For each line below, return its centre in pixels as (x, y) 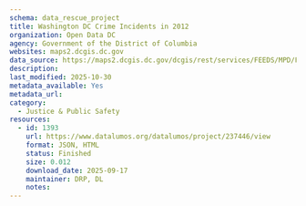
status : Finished (59, 153)
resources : (30, 119)
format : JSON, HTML (63, 145)
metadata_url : (36, 94)
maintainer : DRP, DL (65, 179)
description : (34, 69)
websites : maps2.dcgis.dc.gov (67, 52)
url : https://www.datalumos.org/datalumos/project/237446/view (148, 137)
